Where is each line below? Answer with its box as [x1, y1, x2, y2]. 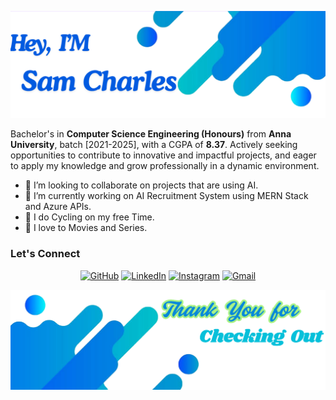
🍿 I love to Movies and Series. [24, 222, 148, 234]
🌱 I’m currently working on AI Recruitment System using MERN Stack [24, 190, 309, 202]
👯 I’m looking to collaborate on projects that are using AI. [24, 179, 259, 191]
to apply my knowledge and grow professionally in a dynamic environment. [10, 160, 320, 172]
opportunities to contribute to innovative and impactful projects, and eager [10, 149, 317, 161]
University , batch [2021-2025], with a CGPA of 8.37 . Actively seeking [10, 139, 298, 151]
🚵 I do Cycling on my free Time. [24, 211, 155, 223]
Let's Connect [10, 247, 81, 261]
